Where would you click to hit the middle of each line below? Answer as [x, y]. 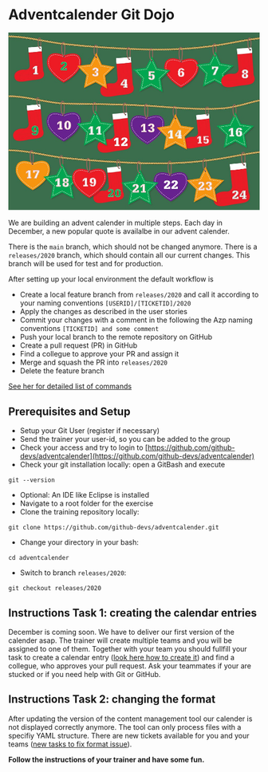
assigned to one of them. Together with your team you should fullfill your [128, 649]
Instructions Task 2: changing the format [112, 699]
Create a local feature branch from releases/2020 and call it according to [139, 295]
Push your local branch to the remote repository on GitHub [116, 337]
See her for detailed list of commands [70, 386]
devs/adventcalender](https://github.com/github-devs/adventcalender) [137, 456]
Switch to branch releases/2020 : [73, 573]
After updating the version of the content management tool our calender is [130, 719]
